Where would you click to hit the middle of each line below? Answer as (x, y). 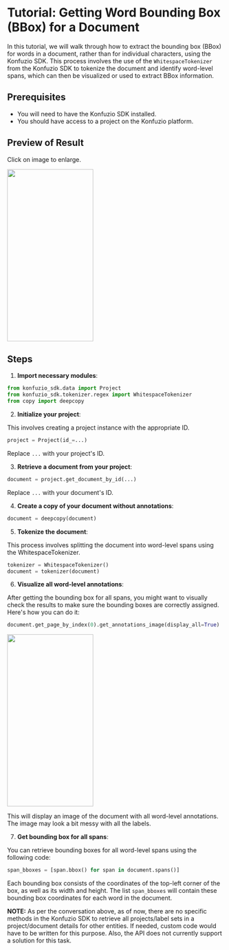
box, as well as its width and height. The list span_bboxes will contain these (112, 891)
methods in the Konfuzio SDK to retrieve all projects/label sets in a (101, 919)
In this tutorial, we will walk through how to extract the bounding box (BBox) (115, 46)
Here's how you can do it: (44, 612)
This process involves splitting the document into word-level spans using (111, 545)
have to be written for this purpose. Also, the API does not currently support (115, 933)
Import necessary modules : (57, 376)
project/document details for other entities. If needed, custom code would (112, 926)
